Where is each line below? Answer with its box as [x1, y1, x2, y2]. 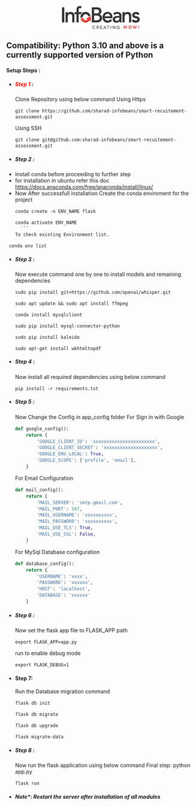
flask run [14, 780, 40, 787]
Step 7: [14, 675, 33, 682]
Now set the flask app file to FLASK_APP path [14, 627, 128, 634]
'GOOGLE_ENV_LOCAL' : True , [37, 451, 104, 457]
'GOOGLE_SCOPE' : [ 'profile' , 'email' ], [37, 458, 137, 464]
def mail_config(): [14, 486, 64, 493]
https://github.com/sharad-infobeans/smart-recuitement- [41, 108, 187, 114]
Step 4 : [14, 358, 35, 365]
